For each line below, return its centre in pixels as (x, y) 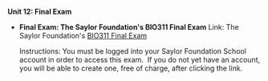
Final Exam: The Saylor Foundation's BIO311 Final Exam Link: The (129, 27)
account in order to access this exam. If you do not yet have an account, (140, 60)
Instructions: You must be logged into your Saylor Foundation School (132, 51)
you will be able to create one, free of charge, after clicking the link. (131, 68)
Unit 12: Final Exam (40, 12)
